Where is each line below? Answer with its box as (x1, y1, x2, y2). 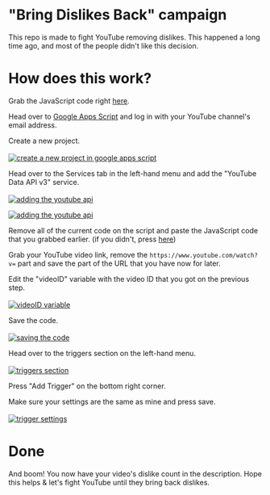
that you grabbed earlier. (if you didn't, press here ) (8, 234, 177, 244)
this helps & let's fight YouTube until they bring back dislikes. (8, 477, 210, 487)
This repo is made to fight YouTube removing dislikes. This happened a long (8, 32, 260, 42)
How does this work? (8, 69, 152, 88)
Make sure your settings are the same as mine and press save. (8, 396, 216, 406)
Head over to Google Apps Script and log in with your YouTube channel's (8, 111, 251, 121)
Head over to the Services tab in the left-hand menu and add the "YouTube (8, 168, 257, 178)
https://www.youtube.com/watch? (149, 251, 258, 259)
